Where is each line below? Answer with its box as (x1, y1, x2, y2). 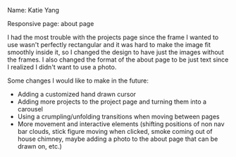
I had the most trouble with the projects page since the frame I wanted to (7, 33, 219, 41)
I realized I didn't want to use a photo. (7, 63, 117, 71)
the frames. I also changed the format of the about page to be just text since (7, 55, 229, 64)
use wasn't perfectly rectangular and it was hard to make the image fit (7, 41, 211, 48)
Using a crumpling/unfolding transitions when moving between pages (17, 112, 220, 121)
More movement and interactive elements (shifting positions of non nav (17, 120, 225, 128)
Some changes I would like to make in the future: (7, 76, 149, 85)
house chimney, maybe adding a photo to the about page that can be (17, 135, 218, 143)
